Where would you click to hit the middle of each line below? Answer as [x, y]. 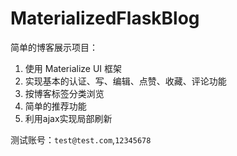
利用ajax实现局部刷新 [68, 118]
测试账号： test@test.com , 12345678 [81, 139]
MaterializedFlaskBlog [105, 18]
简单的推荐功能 [55, 106]
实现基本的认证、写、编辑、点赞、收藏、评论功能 [125, 81]
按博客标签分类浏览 [64, 93]
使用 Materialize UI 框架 [73, 68]
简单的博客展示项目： [54, 47]
